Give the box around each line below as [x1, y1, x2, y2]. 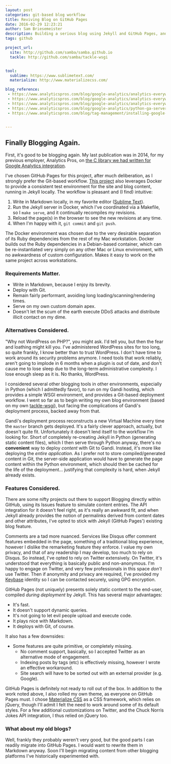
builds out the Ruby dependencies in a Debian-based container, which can [5, 241, 162, 247]
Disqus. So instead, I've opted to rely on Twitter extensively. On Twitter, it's [5, 555, 162, 561]
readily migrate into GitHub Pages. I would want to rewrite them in [5, 742, 144, 748]
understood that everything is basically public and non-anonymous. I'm [5, 560, 155, 566]
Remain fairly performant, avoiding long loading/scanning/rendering [12, 293, 155, 299]
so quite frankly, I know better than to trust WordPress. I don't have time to [5, 349, 161, 355]
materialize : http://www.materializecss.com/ [10, 77, 108, 83]
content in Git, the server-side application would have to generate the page [5, 456, 163, 462]
